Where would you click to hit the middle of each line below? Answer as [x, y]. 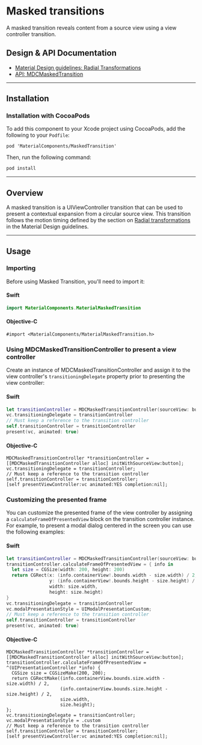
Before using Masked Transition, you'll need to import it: [76, 281]
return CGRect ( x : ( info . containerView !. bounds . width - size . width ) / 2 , [105, 575]
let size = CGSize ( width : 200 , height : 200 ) [68, 570]
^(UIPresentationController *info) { [54, 668]
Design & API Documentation [62, 53]
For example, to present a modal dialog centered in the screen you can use [99, 526]
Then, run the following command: [49, 157]
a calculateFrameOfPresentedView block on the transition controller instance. [101, 519]
